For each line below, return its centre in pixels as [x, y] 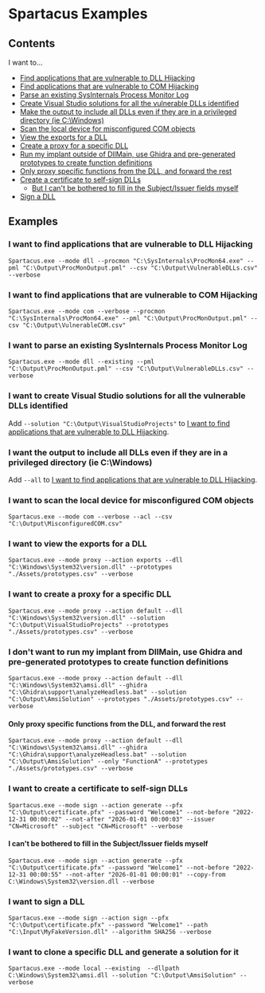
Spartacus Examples [78, 14]
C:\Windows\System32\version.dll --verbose [82, 881]
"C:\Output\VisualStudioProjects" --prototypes [89, 625]
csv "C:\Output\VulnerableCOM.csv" [67, 325]
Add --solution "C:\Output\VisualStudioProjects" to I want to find [119, 423]
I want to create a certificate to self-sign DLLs [98, 789]
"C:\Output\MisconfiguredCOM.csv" [66, 524]
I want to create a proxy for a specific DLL [90, 594]
